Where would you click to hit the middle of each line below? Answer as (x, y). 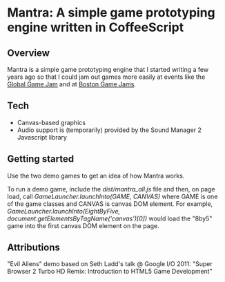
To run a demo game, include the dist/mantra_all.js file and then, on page (111, 189)
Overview (29, 53)
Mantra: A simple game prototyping (111, 13)
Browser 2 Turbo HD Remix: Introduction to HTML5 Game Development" (110, 272)
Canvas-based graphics (51, 122)
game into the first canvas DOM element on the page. (84, 225)
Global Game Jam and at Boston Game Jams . (72, 84)
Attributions (34, 248)
